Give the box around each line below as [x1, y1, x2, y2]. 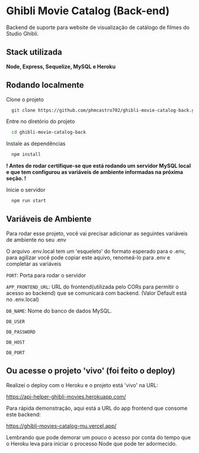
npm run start [11, 198, 46, 204]
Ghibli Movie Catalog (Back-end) [6, 4, 170, 18]
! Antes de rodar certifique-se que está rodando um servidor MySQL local [6, 162, 191, 169]
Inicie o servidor [6, 187, 46, 194]
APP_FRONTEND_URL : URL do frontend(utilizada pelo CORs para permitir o [6, 283, 179, 290]
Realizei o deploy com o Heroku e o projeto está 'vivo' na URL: [6, 381, 159, 388]
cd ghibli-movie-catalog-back [11, 129, 86, 136]
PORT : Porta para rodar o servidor [6, 271, 86, 279]
